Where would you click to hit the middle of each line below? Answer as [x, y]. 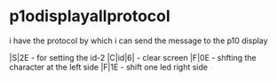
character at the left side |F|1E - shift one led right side [109, 67]
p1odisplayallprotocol [90, 16]
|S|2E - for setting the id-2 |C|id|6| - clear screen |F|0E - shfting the [133, 57]
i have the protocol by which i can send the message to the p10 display [138, 40]
